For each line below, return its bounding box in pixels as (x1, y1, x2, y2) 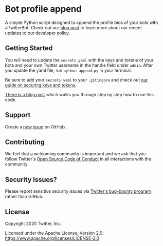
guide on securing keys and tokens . (5, 82, 77, 88)
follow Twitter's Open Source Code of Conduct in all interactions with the (5, 156, 152, 162)
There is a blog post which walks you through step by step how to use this (5, 91, 154, 97)
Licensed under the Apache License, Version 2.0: (5, 230, 104, 236)
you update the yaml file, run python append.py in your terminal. (5, 67, 132, 73)
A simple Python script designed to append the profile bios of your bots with (5, 20, 158, 25)
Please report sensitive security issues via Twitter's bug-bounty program (5, 188, 151, 194)
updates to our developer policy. (5, 30, 70, 36)
